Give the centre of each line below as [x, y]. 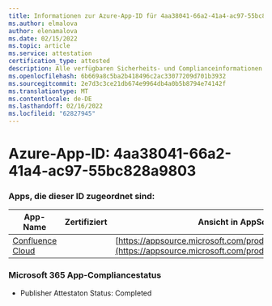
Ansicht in [218, 222]
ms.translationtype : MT [49, 91]
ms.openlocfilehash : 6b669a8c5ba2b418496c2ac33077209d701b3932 [117, 76]
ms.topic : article [39, 46]
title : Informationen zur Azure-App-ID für [83, 16]
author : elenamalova [43, 31]
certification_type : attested [59, 62]
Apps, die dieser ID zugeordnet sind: [82, 197]
